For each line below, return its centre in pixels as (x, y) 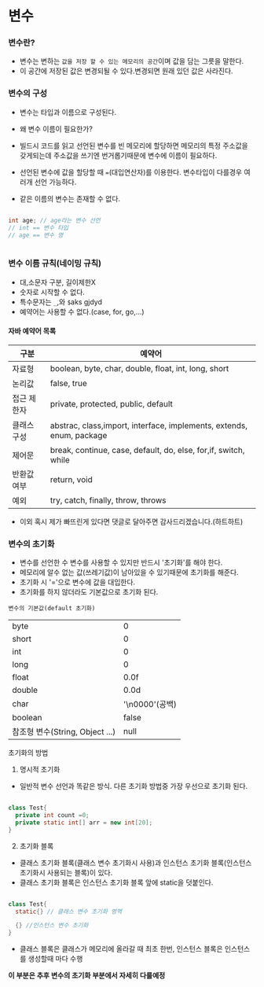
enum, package (79, 435)
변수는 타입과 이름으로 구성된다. (68, 112)
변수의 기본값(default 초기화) (52, 609)
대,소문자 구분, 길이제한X (58, 282)
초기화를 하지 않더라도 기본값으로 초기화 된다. (89, 592)
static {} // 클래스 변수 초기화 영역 (69, 912)
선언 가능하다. (55, 182)
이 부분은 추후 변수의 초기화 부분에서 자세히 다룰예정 (87, 975)
